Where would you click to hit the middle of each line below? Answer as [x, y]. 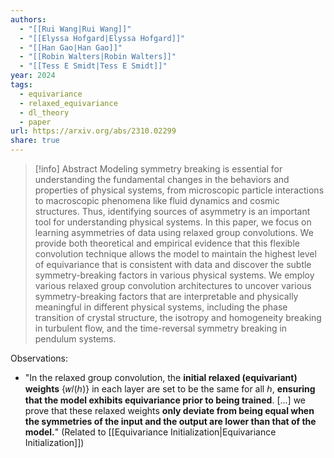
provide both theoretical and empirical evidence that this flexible [167, 243]
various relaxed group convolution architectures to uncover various [173, 285]
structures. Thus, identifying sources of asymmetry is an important [172, 211]
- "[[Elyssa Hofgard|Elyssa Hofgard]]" [102, 38]
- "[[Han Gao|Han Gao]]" [71, 47]
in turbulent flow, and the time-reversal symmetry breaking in [161, 328]
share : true [35, 141]
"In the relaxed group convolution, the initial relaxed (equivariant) [161, 377]
